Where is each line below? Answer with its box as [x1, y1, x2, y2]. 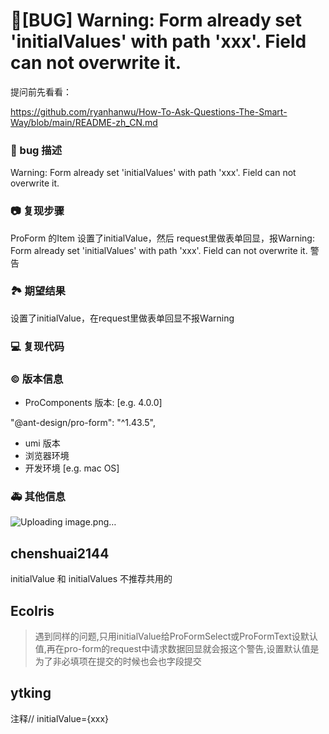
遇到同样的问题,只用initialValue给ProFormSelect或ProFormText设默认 [34, 630, 318, 642]
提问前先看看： [10, 85, 72, 98]
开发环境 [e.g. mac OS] [24, 462, 120, 474]
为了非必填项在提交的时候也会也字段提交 [34, 655, 202, 667]
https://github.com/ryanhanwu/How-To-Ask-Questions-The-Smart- [10, 105, 288, 118]
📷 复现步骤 [10, 204, 65, 218]
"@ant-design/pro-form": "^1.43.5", [10, 417, 156, 429]
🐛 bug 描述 [10, 143, 63, 157]
